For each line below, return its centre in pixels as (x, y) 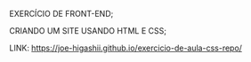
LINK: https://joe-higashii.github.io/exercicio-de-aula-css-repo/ (126, 48)
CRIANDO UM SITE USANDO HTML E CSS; (88, 31)
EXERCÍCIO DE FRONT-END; (61, 14)
